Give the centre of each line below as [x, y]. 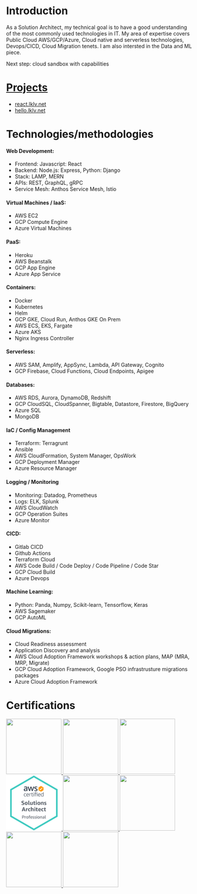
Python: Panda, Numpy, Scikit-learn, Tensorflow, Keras [81, 605]
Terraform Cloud [35, 559]
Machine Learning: [30, 591]
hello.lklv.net [30, 110]
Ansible [24, 450]
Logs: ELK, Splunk [37, 501]
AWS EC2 [26, 216]
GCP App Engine [35, 268]
